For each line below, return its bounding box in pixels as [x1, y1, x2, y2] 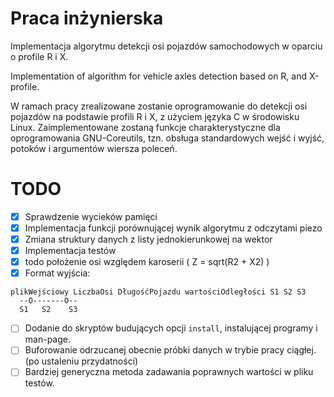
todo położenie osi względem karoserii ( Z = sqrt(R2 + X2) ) [24, 256, 270, 268]
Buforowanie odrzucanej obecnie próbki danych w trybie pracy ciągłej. [24, 344, 317, 356]
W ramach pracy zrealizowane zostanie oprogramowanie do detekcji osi [10, 100, 308, 112]
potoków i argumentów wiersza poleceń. [10, 142, 178, 154]
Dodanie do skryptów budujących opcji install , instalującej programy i [24, 322, 318, 334]
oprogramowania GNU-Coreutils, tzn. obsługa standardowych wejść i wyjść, [10, 132, 325, 144]
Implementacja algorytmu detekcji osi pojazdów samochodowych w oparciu [10, 40, 323, 52]
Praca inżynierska [10, 7, 164, 30]
